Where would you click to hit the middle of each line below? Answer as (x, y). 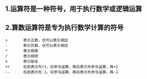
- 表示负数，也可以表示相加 (37, 46)
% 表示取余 (22, 61)
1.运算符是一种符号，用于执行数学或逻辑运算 (74, 9)
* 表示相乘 (22, 51)
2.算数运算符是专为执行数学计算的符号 (64, 27)
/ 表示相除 (22, 56)
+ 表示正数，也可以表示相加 (37, 40)
